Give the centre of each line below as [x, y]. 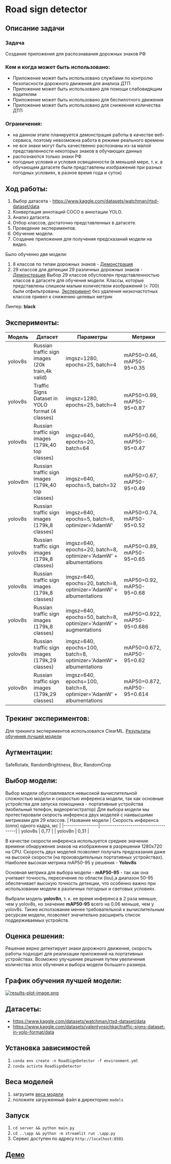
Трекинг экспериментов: [48, 719]
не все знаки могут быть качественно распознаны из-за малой [82, 146]
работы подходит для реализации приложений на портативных [74, 954]
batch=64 [78, 448]
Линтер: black [21, 306]
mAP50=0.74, [141, 512]
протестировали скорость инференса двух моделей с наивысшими [79, 815]
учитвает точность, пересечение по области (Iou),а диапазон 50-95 [79, 877]
